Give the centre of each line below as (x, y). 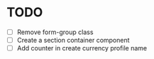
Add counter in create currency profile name (82, 48)
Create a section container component (73, 40)
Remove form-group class (55, 32)
